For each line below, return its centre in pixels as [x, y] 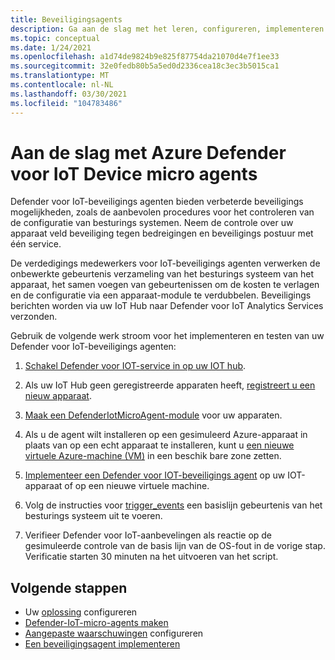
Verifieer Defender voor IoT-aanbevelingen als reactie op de [148, 535]
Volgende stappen [69, 587]
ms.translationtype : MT [60, 76]
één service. [36, 244]
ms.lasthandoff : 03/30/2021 [69, 94]
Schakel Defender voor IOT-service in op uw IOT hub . [135, 366]
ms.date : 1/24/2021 [51, 47]
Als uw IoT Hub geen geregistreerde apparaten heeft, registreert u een [170, 385]
